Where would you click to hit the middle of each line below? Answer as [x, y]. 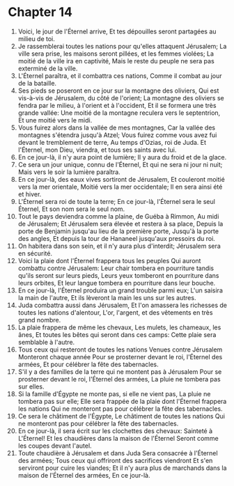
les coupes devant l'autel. [55, 446]
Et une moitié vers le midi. [55, 120]
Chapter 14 [40, 12]
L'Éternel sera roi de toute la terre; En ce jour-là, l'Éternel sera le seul [116, 201]
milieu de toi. [36, 38]
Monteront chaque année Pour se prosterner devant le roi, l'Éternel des [120, 356]
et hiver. [30, 194]
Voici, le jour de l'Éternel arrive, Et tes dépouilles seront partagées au [117, 31]
